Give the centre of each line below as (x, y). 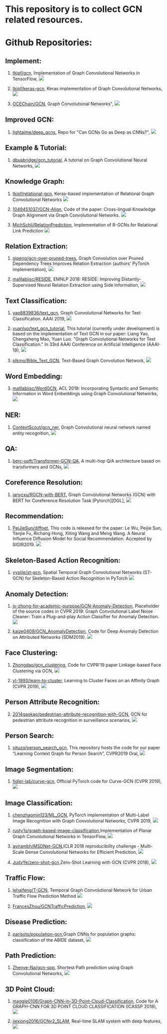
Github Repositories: (49, 43)
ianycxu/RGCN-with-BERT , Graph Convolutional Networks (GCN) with (84, 495)
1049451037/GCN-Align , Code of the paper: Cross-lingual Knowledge (84, 209)
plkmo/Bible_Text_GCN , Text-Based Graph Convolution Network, (79, 361)
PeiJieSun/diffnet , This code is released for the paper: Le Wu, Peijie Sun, (87, 528)
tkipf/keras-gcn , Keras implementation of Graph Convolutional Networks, (87, 89)
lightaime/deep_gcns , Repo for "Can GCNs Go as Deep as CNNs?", (81, 132)
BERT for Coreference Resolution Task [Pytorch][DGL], (69, 501)
